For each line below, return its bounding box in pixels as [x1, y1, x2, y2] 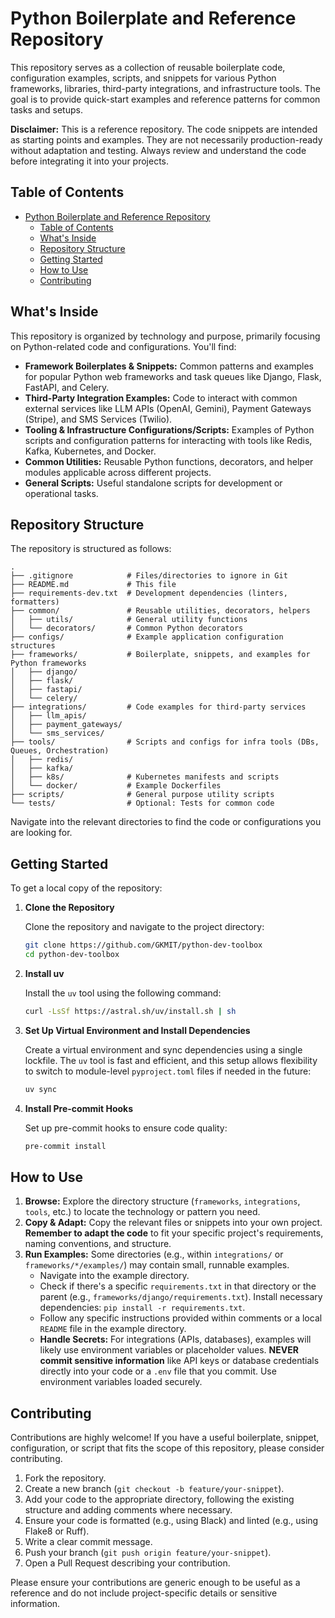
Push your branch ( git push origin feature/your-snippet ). [24, 1547, 272, 1559]
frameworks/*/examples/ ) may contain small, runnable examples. [24, 1259, 290, 1271]
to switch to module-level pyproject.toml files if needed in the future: [24, 1065, 312, 1077]
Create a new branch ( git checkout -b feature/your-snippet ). [24, 1483, 285, 1495]
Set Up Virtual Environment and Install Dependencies [24, 1024, 251, 1036]
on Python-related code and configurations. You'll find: [10, 340, 237, 352]
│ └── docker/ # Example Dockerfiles [10, 781, 222, 791]
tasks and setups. [10, 103, 83, 116]
